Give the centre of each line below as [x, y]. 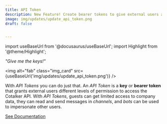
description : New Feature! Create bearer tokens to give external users [82, 14]
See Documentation [25, 117]
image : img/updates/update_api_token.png [49, 19]
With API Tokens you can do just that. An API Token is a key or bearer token [83, 86]
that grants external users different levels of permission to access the [76, 91]
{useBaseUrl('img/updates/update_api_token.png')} [58, 76]
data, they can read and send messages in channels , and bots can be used [82, 102]
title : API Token [23, 10]
